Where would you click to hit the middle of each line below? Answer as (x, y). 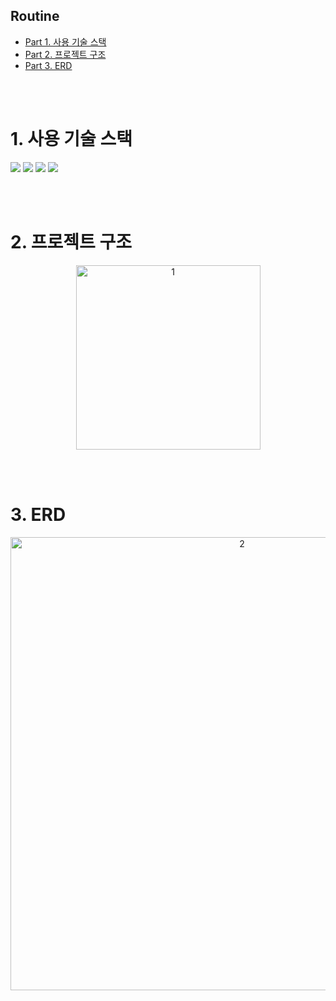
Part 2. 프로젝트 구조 (65, 54)
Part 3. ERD (48, 65)
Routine (35, 16)
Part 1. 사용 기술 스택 (65, 41)
